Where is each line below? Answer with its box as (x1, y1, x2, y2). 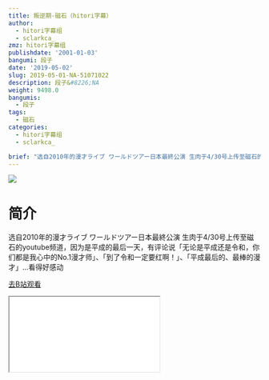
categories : (8, 123, 48, 131)
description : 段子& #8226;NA (8, 78, 100, 86)
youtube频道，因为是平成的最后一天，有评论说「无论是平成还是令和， (22, 242, 253, 252)
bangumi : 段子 (8, 57, 54, 65)
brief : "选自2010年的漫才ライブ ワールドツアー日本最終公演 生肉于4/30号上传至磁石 (8, 153, 258, 161)
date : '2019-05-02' (8, 64, 74, 72)
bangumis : (8, 94, 42, 102)
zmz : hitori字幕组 (8, 42, 66, 50)
